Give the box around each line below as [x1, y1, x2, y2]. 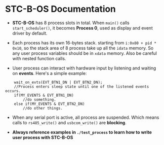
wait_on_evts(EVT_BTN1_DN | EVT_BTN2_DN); [14, 80, 103, 85]
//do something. [23, 97, 56, 102]
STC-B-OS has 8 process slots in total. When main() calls [12, 20, 130, 26]
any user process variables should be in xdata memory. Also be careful [12, 50, 157, 56]
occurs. [5, 88, 21, 93]
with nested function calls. [12, 55, 66, 61]
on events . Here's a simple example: [12, 70, 87, 76]
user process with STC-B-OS [12, 134, 73, 140]
